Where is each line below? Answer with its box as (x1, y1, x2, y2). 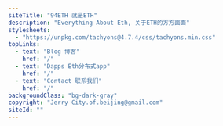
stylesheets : (8, 26, 51, 34)
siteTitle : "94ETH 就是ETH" (8, 11, 98, 20)
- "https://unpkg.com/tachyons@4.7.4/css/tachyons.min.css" (15, 33, 216, 41)
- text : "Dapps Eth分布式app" (15, 63, 111, 70)
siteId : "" (8, 106, 44, 114)
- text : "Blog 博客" (15, 48, 80, 56)
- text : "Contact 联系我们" (15, 77, 102, 85)
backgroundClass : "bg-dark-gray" (8, 92, 118, 99)
